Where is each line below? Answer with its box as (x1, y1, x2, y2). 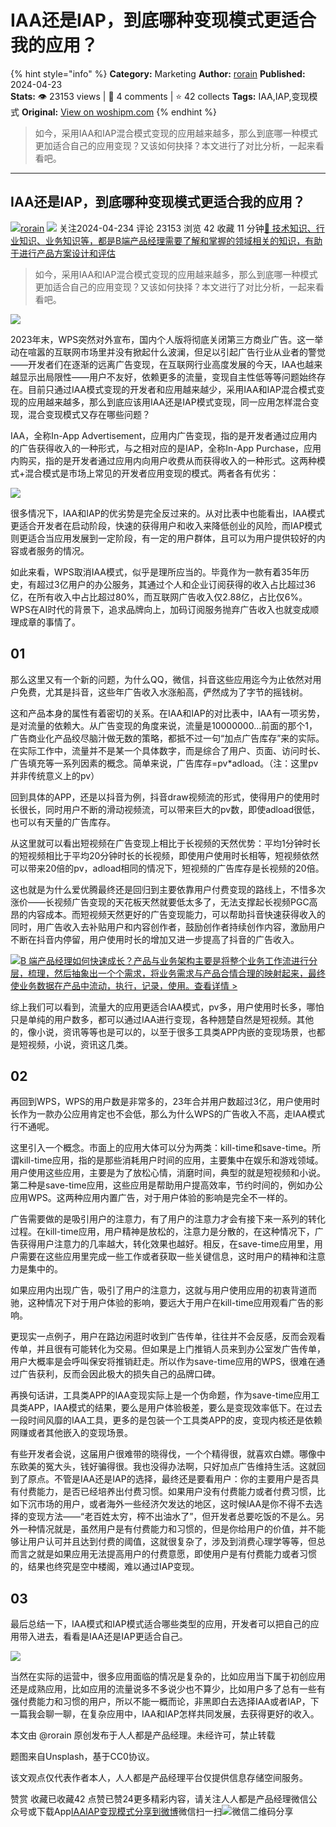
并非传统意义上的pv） (10, 769, 100, 781)
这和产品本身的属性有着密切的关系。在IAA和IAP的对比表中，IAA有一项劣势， (10, 707, 325, 719)
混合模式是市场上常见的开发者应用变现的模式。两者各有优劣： (24, 467, 280, 479)
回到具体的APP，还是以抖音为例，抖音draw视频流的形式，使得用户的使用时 (10, 791, 320, 803)
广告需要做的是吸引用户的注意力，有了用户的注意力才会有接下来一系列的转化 (10, 1213, 326, 1225)
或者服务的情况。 (18, 544, 90, 556)
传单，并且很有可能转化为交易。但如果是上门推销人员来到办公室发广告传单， (10, 1343, 326, 1355)
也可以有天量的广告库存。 (10, 816, 116, 828)
